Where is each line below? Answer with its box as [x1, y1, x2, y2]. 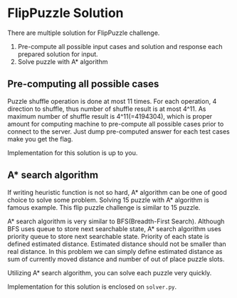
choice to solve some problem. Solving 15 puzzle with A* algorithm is [7, 196, 210, 204]
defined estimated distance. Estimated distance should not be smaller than [7, 240, 226, 248]
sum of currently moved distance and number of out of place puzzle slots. [7, 255, 225, 263]
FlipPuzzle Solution [7, 5, 124, 21]
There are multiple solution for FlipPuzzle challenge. [7, 28, 160, 37]
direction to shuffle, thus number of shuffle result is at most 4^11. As [7, 105, 206, 113]
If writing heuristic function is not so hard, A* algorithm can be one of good [7, 188, 228, 196]
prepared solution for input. [17, 50, 98, 58]
